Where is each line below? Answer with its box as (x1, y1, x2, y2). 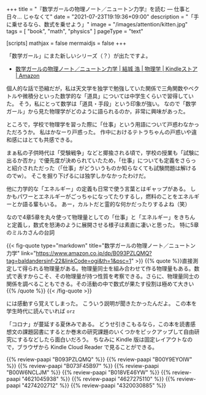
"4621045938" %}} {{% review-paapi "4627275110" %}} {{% (21, 375, 176, 382)
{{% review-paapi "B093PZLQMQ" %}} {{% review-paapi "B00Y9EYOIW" (6, 356, 193, 363)
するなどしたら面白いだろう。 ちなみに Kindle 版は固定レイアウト (17, 336, 182, 343)
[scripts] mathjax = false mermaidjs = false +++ (6, 39, 127, 47)
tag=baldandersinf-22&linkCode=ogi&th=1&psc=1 (6, 257, 132, 264)
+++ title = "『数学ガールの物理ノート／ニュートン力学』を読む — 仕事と (6, 6, 191, 12)
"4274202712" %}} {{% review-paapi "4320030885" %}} (21, 382, 167, 389)
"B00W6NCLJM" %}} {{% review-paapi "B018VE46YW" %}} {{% (6, 369, 171, 376)
